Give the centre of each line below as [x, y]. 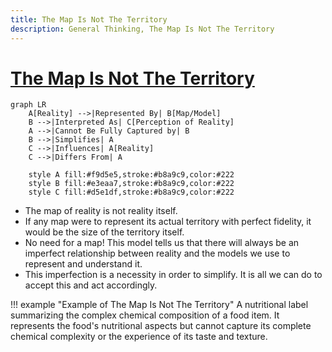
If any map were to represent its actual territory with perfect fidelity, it [168, 222]
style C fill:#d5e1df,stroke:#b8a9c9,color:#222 [131, 192]
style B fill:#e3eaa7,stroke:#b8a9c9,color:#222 [131, 184]
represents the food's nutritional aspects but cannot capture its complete [161, 326]
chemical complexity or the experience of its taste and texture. [139, 337]
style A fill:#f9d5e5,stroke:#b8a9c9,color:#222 [131, 175]
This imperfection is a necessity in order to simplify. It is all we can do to [173, 275]
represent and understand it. [83, 264]
